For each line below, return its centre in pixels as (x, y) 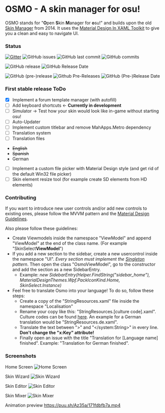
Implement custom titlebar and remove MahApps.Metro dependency (82, 127)
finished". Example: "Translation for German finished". (74, 343)
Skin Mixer (16, 395)
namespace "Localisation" (46, 306)
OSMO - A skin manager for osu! (73, 9)
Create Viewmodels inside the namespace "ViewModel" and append (82, 238)
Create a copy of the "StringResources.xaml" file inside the (79, 301)
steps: (18, 296)
